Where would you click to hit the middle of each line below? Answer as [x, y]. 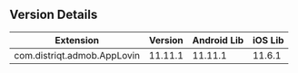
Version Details [54, 15]
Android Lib [218, 40]
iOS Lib [268, 40]
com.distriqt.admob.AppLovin [77, 55]
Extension [77, 40]
